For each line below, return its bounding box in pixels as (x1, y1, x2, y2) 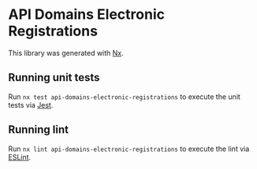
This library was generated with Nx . (8, 48, 124, 57)
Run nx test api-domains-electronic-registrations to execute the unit (8, 92, 240, 101)
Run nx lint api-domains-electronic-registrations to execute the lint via (8, 144, 250, 153)
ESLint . (8, 152, 32, 162)
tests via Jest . (8, 100, 54, 109)
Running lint (8, 123, 69, 137)
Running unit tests (8, 71, 100, 84)
